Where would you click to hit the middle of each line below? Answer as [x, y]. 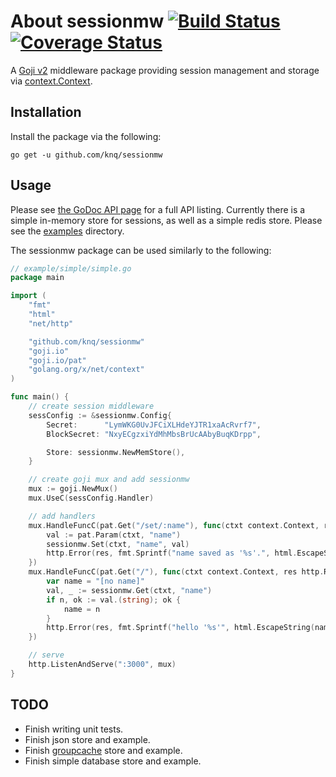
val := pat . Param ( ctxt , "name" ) [114, 535]
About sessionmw [87, 21]
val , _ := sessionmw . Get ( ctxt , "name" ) [129, 590]
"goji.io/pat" [57, 360]
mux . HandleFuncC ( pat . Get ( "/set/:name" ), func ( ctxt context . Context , [174, 525]
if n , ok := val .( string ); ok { [114, 600]
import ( [28, 296]
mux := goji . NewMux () [73, 489]
